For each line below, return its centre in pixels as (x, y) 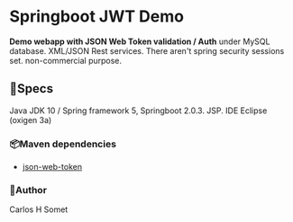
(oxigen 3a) (31, 120)
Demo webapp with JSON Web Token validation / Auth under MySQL (140, 41)
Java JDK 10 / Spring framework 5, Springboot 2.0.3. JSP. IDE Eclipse (138, 111)
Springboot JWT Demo (97, 17)
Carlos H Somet (39, 209)
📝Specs (32, 89)
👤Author (28, 190)
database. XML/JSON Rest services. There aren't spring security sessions (147, 50)
